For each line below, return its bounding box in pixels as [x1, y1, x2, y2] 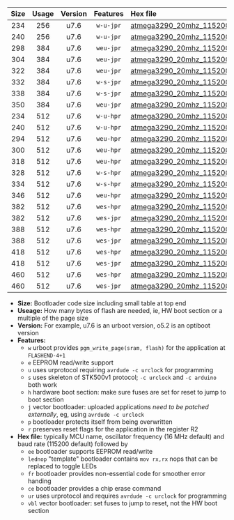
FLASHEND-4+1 [27, 352, 66, 359]
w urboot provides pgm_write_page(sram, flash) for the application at [27, 344, 226, 351]
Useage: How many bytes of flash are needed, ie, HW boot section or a [17, 307, 223, 314]
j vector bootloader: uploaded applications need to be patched [27, 403, 209, 411]
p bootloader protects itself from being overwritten [27, 418, 173, 426]
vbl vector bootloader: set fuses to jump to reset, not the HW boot [27, 499, 218, 507]
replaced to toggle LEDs [27, 462, 97, 470]
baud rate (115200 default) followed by [17, 440, 128, 448]
